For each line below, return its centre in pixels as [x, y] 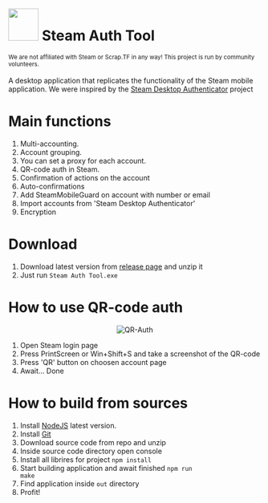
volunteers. [24, 64]
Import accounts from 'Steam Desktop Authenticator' [108, 203]
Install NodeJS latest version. [68, 425]
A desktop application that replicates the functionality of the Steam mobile [131, 80]
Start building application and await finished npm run [106, 468]
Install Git [35, 434]
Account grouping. [51, 152]
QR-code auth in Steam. [60, 169]
